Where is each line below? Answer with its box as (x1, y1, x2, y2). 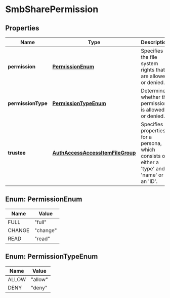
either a (141, 159, 159, 166)
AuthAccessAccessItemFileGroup (52, 150, 136, 156)
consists (141, 153, 161, 159)
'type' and (141, 165, 165, 172)
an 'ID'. (141, 178, 158, 184)
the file (141, 54, 157, 60)
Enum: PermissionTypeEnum (5, 252, 98, 261)
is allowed (141, 106, 165, 113)
